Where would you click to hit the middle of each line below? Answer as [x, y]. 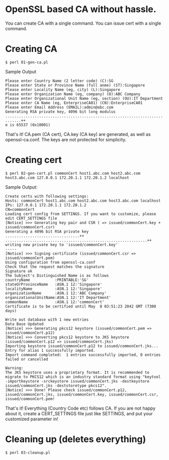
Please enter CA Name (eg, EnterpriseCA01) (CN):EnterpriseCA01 [74, 103]
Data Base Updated [24, 324]
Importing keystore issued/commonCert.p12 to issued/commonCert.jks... [82, 346]
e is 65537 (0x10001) [28, 125]
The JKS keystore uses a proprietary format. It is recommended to [77, 372]
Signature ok [19, 271]
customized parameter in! [32, 419]
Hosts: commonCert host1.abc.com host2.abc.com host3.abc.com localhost [83, 201]
